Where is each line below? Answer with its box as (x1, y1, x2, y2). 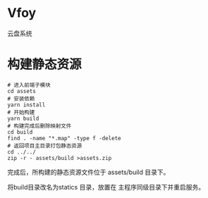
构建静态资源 (7, 56, 82, 73)
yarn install (7, 101, 46, 109)
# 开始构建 (7, 109, 35, 116)
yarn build (7, 115, 39, 122)
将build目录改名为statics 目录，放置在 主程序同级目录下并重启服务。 (7, 182, 205, 191)
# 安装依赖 (7, 95, 35, 102)
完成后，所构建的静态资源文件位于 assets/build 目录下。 (7, 168, 170, 176)
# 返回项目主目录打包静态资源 (7, 142, 82, 149)
